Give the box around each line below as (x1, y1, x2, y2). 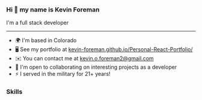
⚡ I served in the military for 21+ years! (14, 70, 111, 78)
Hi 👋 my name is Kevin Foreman (6, 5, 100, 14)
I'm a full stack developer (6, 19, 69, 27)
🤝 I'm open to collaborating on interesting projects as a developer (14, 63, 177, 71)
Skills (6, 87, 23, 96)
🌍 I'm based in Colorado (14, 37, 77, 44)
